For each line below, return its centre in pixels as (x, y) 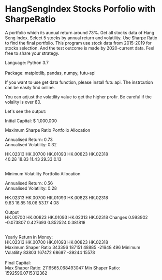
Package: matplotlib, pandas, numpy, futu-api (50, 73)
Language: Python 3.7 (27, 62)
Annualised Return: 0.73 (29, 140)
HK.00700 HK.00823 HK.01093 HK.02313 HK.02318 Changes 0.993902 (77, 217)
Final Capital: (18, 263)
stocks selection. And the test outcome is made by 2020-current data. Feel (80, 48)
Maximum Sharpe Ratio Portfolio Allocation (48, 130)
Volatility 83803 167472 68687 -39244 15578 (50, 252)
